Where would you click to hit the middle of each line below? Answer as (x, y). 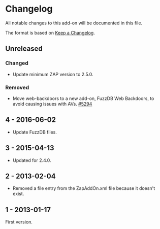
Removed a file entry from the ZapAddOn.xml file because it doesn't (84, 188)
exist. (18, 194)
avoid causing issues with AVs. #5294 (52, 104)
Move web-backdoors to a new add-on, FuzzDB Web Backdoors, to (83, 98)
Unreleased (24, 49)
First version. (19, 222)
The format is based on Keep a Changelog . (50, 32)
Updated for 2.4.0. (32, 160)
